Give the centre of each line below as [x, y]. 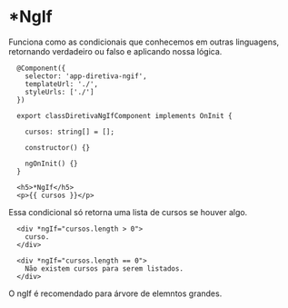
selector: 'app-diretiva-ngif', [86, 76]
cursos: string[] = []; [70, 132]
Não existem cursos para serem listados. [104, 268]
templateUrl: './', [62, 84]
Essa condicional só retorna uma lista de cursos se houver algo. [128, 212]
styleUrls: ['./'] [60, 92]
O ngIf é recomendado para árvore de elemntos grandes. [115, 293]
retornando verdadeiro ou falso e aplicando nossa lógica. [115, 51]
